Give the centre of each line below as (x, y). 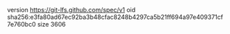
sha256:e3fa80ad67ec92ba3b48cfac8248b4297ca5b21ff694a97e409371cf (115, 17)
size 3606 (51, 24)
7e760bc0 (21, 24)
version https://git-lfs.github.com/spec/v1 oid (71, 10)
